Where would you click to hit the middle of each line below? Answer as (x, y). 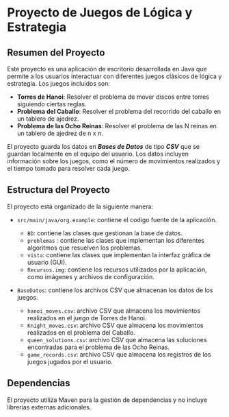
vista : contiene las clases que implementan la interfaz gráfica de (119, 254)
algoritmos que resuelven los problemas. (84, 248)
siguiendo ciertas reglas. (52, 104)
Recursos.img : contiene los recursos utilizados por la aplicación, (117, 270)
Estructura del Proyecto (59, 190)
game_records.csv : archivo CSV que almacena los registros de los (119, 354)
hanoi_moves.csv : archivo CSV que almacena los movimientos (113, 311)
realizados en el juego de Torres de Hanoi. (87, 318)
